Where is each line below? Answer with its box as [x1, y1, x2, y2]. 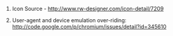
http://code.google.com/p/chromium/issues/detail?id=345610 [12, 23, 167, 30]
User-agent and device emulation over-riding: [12, 17, 126, 23]
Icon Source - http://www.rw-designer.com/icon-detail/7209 [12, 5, 164, 12]
